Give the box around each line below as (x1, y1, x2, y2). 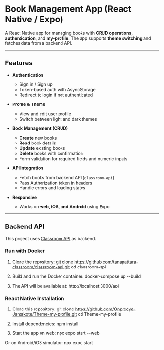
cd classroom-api (70, 264, 106, 269)
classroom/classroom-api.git (12, 264, 70, 269)
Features (5, 59, 33, 67)
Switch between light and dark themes (19, 116, 97, 122)
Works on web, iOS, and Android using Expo (19, 204, 110, 209)
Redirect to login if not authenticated (19, 92, 93, 98)
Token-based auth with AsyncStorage (19, 86, 96, 92)
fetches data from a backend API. (5, 40, 72, 46)
